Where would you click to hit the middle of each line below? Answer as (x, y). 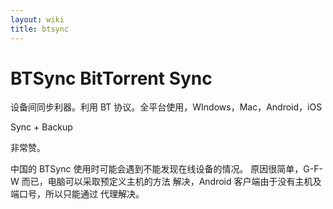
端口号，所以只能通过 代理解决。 (77, 194)
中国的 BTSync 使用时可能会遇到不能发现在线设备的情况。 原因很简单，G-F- (166, 169)
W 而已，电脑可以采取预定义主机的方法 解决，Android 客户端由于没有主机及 (166, 182)
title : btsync (40, 29)
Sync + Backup (41, 127)
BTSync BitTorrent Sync (111, 78)
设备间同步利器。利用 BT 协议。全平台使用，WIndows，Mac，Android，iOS (166, 107)
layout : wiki (37, 19)
